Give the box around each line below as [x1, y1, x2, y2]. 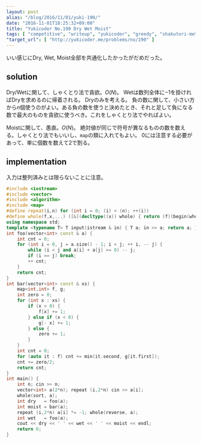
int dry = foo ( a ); [17, 398, 69, 404]
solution [6, 72, 38, 82]
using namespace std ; [6, 219, 61, 225]
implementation [6, 157, 67, 167]
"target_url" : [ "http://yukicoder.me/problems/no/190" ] [6, 37, 155, 43]
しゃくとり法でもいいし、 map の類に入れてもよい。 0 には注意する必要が [16, 131, 192, 138]
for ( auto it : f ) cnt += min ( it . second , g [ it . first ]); [17, 353, 161, 359]
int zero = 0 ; [17, 292, 52, 298]
